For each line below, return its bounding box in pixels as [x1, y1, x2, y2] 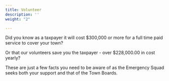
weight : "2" [5, 16, 30, 21]
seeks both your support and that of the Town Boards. [5, 70, 118, 76]
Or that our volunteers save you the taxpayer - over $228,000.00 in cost [5, 49, 155, 55]
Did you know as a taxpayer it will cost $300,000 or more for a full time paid [5, 34, 163, 40]
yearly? [5, 55, 21, 61]
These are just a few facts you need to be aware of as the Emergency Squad [5, 64, 164, 70]
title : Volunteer [5, 7, 42, 12]
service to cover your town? [5, 40, 64, 46]
